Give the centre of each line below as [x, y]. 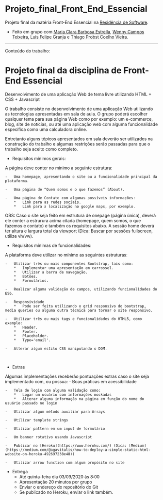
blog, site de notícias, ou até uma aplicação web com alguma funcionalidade [81, 124]
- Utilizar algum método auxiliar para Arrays [55, 411]
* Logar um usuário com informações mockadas [63, 395]
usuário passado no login [31, 403]
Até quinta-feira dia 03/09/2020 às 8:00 [59, 477]
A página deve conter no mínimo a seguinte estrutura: [59, 168]
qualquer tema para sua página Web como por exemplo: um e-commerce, [79, 119]
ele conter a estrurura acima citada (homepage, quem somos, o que [73, 220]
